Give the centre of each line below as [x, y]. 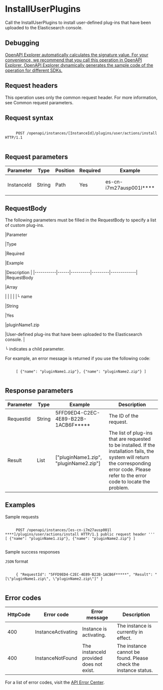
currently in [130, 632]
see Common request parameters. [39, 102]
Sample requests [22, 517]
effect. [124, 638]
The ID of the [124, 415]
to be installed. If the [132, 445]
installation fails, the [131, 451]
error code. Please [130, 469]
